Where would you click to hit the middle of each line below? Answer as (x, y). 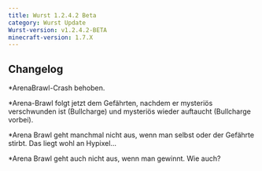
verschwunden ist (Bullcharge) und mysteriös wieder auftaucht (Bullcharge (130, 111)
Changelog (36, 69)
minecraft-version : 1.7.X (50, 37)
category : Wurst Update (47, 23)
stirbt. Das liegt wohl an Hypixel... (62, 144)
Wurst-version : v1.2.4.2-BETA (58, 30)
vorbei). (21, 120)
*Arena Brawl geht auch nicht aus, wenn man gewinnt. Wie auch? (114, 158)
